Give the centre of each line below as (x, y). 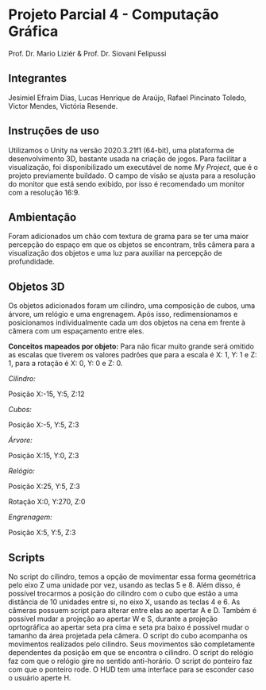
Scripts (27, 557)
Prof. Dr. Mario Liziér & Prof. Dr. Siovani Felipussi (87, 53)
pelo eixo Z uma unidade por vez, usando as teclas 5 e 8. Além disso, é (124, 585)
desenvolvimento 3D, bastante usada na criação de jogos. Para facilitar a (128, 158)
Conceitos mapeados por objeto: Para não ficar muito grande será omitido (131, 346)
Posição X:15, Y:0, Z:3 (44, 456)
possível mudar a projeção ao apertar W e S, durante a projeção (113, 619)
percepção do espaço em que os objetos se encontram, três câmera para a (132, 245)
